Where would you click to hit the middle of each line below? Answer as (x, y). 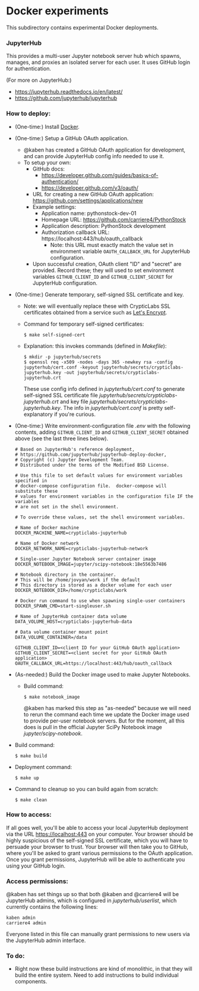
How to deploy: (29, 113)
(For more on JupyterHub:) (39, 80)
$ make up (27, 778)
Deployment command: (43, 767)
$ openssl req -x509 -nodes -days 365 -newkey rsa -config (98, 362)
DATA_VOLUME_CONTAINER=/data (51, 637)
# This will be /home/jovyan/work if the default (78, 580)
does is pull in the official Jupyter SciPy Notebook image (93, 727)
